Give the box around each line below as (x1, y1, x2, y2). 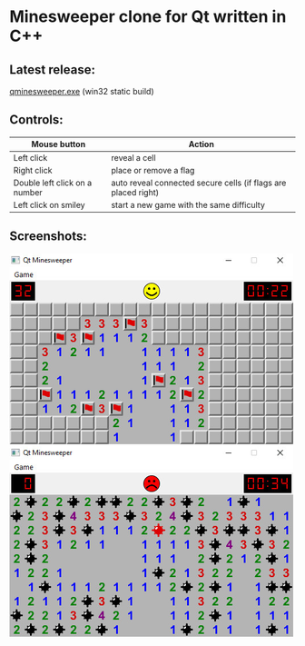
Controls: (9, 112, 64, 128)
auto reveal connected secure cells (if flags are (111, 177, 287, 188)
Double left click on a (13, 177, 93, 188)
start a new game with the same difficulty (111, 200, 266, 211)
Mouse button (31, 139, 86, 150)
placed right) (111, 187, 160, 198)
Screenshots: (9, 229, 88, 244)
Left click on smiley (13, 200, 85, 211)
